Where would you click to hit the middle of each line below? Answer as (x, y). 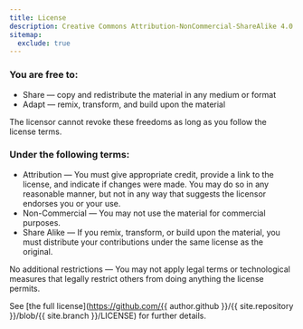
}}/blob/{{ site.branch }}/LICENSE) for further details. (108, 315)
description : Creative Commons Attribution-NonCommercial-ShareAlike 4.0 (151, 26)
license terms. (36, 131)
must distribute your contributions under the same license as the (143, 242)
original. (38, 251)
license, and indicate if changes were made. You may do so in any (146, 184)
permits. (25, 288)
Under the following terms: (70, 155)
